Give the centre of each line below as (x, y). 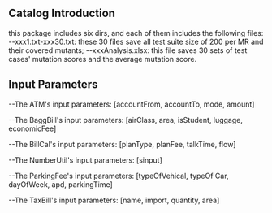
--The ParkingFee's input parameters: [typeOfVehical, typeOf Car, (119, 176)
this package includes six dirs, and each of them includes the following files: (136, 33)
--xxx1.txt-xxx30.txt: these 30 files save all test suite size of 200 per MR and (136, 41)
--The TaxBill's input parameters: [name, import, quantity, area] (114, 200)
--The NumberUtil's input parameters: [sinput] (85, 160)
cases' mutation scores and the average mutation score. (103, 59)
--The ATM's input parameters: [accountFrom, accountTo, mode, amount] (132, 104)
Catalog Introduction (62, 13)
